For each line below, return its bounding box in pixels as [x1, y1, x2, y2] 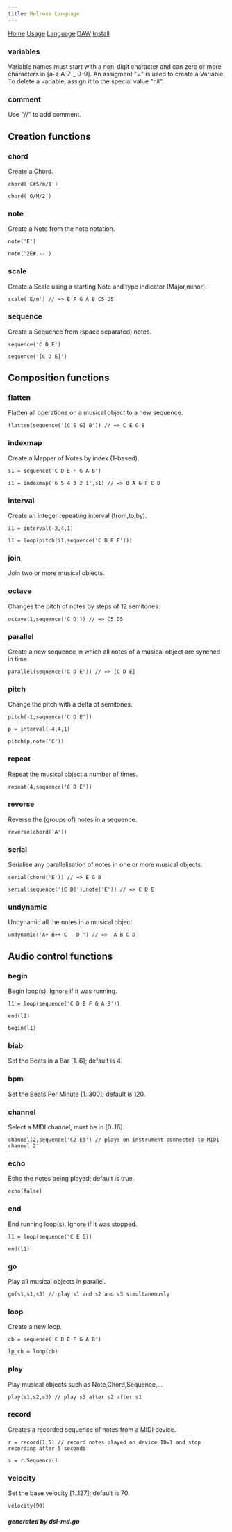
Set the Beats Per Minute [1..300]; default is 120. [8, 1090, 146, 1098]
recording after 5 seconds [8, 1444, 86, 1452]
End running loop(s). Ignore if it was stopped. [8, 1220, 138, 1228]
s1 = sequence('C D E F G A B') [8, 467, 101, 474]
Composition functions [8, 372, 110, 384]
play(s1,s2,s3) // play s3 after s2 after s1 [8, 1394, 142, 1401]
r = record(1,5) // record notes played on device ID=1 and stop [8, 1439, 201, 1446]
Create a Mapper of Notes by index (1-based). [8, 453, 140, 462]
